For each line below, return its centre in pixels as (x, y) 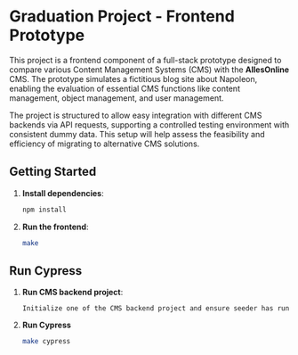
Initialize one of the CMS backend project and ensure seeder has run (156, 309)
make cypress (46, 342)
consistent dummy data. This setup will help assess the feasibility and (137, 134)
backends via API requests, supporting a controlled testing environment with (149, 124)
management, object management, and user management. (117, 98)
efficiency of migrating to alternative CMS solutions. (105, 144)
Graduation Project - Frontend (122, 17)
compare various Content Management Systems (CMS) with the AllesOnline (149, 70)
